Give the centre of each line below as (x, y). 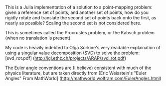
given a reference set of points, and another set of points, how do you (77, 12)
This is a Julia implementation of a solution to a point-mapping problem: (79, 7)
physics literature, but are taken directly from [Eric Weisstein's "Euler (76, 73)
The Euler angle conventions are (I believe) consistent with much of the (78, 68)
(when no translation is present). (39, 38)
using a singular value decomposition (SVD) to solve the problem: (73, 53)
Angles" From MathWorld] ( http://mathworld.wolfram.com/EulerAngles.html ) (83, 78)
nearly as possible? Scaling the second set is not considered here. (73, 23)
